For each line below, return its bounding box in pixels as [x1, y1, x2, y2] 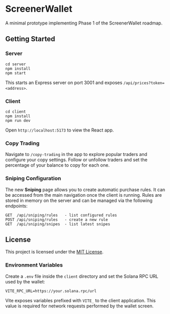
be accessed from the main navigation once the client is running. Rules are [5, 192, 162, 198]
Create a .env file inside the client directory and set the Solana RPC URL [5, 273, 159, 279]
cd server [5, 62, 26, 67]
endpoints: [5, 202, 28, 209]
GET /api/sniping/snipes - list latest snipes [5, 221, 110, 227]
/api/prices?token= [123, 80, 165, 86]
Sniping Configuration [5, 175, 61, 182]
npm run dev [5, 118, 31, 123]
